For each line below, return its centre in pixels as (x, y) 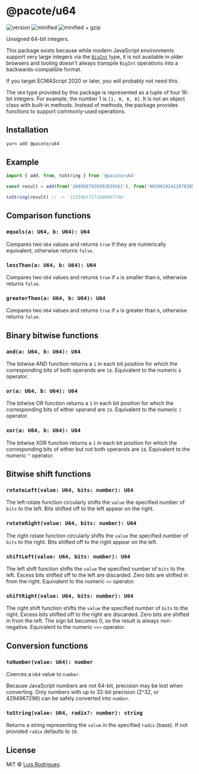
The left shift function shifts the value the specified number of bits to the (95, 568)
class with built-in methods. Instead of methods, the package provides (92, 105)
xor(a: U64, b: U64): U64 (44, 431)
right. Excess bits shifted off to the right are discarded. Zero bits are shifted (98, 615)
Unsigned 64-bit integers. (38, 39)
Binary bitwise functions (52, 335)
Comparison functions (49, 216)
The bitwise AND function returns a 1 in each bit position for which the (92, 364)
